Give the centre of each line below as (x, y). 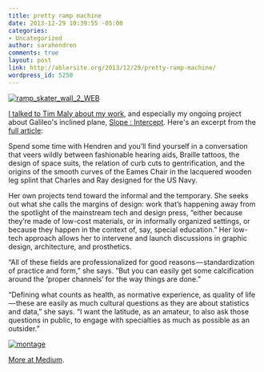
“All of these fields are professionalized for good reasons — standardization (132, 262)
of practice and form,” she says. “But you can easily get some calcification (131, 270)
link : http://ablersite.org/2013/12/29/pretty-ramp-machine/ (112, 68)
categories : (28, 30)
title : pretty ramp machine (55, 16)
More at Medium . (36, 359)
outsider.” (24, 328)
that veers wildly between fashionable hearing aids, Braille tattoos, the (124, 154)
